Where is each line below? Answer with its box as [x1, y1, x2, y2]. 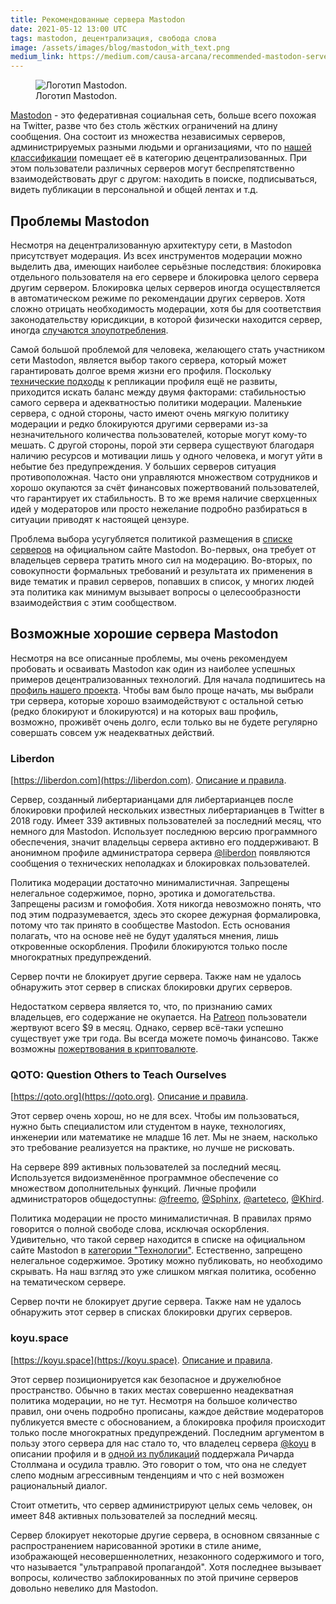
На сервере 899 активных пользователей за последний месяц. [10, 1161, 282, 1173]
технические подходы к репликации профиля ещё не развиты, [10, 375, 278, 387]
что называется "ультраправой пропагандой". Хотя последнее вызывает [10, 1561, 322, 1573]
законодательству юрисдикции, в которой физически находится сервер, [10, 313, 323, 325]
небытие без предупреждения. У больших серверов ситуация [10, 460, 277, 472]
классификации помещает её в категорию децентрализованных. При [10, 152, 308, 164]
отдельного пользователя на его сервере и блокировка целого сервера [10, 271, 320, 283]
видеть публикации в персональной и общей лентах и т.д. [10, 184, 259, 196]
